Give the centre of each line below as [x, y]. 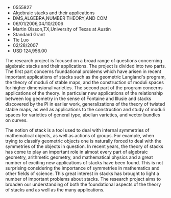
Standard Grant [29, 34]
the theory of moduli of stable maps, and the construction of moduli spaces [85, 82]
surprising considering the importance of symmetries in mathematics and [82, 168]
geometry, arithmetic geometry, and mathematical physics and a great [79, 157]
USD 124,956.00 [30, 51]
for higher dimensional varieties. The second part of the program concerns [84, 88]
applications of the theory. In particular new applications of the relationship [84, 93]
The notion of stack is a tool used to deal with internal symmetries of [77, 130]
